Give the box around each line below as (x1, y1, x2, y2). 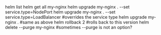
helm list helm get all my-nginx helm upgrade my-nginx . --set (5, 4, 130, 10)
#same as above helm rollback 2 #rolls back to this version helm (20, 19, 149, 25)
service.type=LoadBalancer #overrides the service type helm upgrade (5, 14, 147, 20)
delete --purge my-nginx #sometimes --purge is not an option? (5, 24, 133, 30)
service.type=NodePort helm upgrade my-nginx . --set (5, 9, 116, 15)
